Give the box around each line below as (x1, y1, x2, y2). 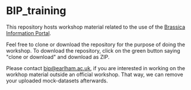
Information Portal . (6, 29, 52, 36)
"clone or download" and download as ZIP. (6, 53, 110, 60)
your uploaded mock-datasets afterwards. (6, 77, 108, 84)
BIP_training (6, 4, 66, 18)
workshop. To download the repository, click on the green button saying (6, 47, 180, 54)
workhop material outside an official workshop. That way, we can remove (6, 71, 183, 78)
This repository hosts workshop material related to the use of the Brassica (6, 23, 186, 30)
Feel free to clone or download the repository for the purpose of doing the (6, 41, 185, 48)
